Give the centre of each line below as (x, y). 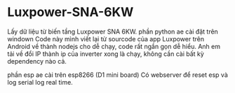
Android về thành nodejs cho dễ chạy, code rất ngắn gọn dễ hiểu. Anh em (114, 46)
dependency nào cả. (37, 61)
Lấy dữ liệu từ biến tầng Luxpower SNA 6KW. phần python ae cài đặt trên (113, 31)
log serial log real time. (40, 82)
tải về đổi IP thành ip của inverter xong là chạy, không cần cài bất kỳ (106, 54)
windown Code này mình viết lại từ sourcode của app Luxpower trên (106, 38)
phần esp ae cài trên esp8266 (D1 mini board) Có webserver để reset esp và (117, 75)
